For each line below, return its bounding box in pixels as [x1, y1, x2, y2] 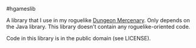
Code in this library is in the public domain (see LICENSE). [6, 35, 151, 41]
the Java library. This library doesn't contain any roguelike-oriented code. [6, 23, 191, 30]
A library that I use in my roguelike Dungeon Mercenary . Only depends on [6, 17, 190, 23]
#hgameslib [6, 5, 36, 12]
